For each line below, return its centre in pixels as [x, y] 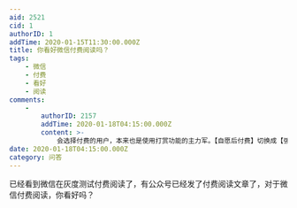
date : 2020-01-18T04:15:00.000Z [69, 149]
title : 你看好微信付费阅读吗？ [59, 50]
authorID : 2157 [69, 116]
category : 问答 [36, 157]
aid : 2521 [27, 17]
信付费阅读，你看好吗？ [52, 195]
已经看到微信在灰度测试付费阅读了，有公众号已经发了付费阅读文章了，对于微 [148, 183]
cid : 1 [21, 26]
